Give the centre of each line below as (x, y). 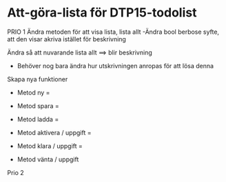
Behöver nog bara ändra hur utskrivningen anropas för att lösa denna (115, 65)
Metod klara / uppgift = (50, 145)
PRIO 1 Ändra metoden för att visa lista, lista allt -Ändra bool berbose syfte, (113, 32)
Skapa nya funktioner (38, 79)
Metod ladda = (38, 119)
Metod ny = (33, 92)
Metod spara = (38, 105)
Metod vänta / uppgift (48, 159)
